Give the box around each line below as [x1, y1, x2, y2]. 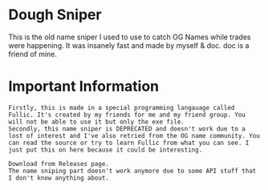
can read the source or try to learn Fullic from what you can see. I [8, 139, 250, 147]
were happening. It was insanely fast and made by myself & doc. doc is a [8, 40, 250, 50]
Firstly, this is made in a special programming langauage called [8, 103, 235, 111]
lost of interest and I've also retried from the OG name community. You [8, 131, 261, 139]
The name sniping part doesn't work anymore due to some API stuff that [8, 167, 257, 175]
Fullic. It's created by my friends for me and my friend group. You [8, 111, 246, 119]
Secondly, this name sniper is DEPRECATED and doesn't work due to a [8, 124, 246, 133]
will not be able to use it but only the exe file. [8, 118, 185, 126]
